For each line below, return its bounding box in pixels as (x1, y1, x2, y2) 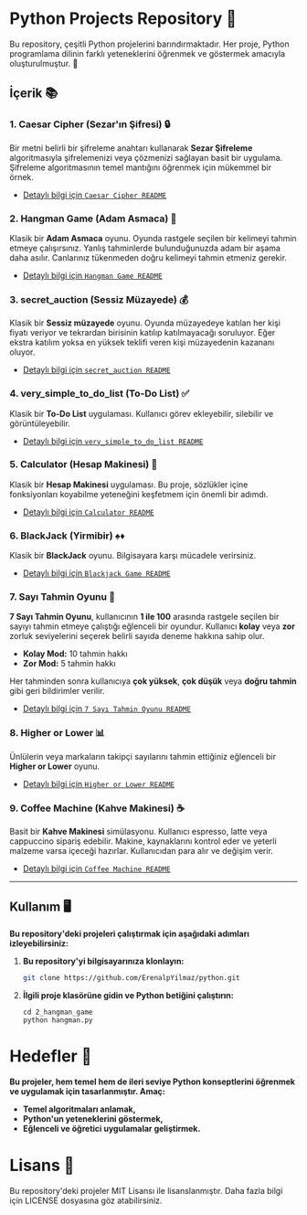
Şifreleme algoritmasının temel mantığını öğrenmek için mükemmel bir (9, 162, 272, 173)
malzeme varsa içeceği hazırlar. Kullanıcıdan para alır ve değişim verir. (9, 846, 274, 856)
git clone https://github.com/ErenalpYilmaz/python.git (22, 973, 240, 982)
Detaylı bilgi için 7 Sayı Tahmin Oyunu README (22, 703, 192, 714)
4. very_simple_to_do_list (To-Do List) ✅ (9, 388, 190, 400)
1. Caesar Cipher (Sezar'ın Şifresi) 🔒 (9, 118, 171, 131)
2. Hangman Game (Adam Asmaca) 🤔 (9, 212, 177, 225)
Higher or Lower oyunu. (9, 761, 101, 772)
